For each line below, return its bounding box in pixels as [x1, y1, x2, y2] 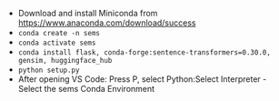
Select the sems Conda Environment [17, 84, 155, 94]
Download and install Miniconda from [17, 8, 158, 18]
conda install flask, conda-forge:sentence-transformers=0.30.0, [17, 48, 271, 57]
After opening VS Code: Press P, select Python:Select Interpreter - [17, 74, 267, 85]
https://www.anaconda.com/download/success [17, 17, 196, 28]
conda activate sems [17, 38, 96, 47]
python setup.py [17, 66, 80, 75]
